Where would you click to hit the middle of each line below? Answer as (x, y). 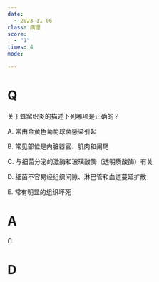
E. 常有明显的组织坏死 (39, 192)
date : (15, 14)
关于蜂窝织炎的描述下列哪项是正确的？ (63, 116)
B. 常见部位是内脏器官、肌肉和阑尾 (58, 146)
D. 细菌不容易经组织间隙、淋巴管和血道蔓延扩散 (77, 176)
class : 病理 (24, 27)
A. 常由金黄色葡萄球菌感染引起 (52, 131)
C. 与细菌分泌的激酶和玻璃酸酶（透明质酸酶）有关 (80, 161)
